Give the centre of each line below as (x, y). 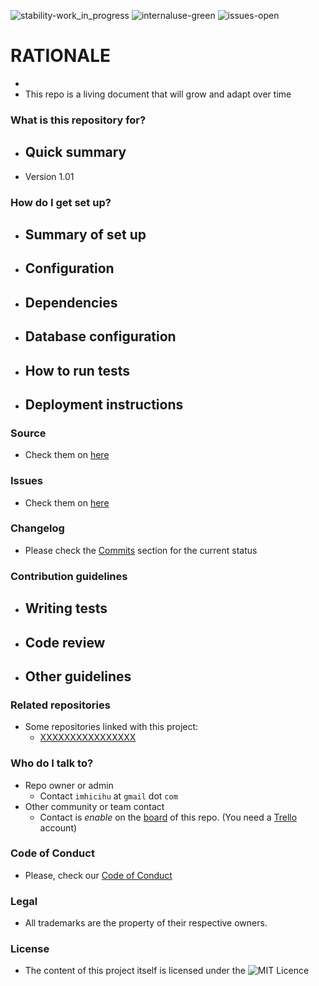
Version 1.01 (49, 176)
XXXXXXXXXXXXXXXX (88, 737)
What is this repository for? (78, 120)
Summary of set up (85, 234)
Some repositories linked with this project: (111, 727)
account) (58, 827)
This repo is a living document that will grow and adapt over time (158, 94)
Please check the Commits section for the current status (141, 550)
